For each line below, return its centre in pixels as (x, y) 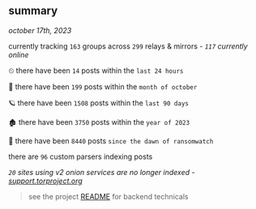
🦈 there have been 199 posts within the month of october (103, 87)
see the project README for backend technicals (108, 196)
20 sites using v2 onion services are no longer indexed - (102, 172)
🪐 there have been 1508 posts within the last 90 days (98, 103)
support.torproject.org (45, 181)
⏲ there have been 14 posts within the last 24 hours (96, 70)
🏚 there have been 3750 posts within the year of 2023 (99, 122)
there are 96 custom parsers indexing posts (81, 156)
